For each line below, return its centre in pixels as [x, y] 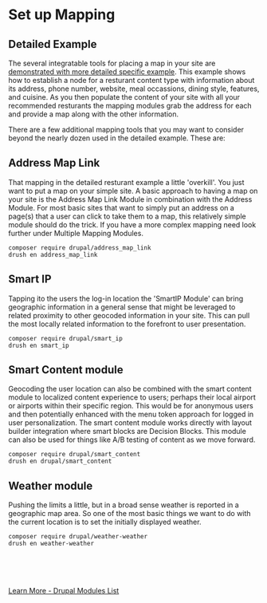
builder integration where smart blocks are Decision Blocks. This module [128, 432]
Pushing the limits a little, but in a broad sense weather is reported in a [124, 505]
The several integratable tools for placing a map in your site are [112, 63]
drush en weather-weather [51, 544]
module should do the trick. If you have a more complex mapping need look [132, 224]
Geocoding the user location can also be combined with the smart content [130, 389]
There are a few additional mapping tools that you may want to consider [126, 130]
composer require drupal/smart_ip [66, 338]
